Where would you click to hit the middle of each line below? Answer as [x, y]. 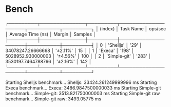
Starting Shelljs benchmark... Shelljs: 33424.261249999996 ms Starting [81, 82]
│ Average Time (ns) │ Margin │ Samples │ [51, 34]
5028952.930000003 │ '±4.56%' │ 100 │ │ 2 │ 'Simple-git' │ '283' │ [78, 56]
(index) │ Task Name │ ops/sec [133, 28]
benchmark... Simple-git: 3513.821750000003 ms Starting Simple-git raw [83, 93]
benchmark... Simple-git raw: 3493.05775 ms [53, 99]
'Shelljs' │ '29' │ [125, 45]
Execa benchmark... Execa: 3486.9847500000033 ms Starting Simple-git [83, 87]
